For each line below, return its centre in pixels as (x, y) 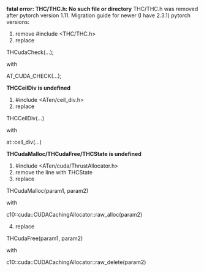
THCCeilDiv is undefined (38, 88)
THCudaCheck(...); (30, 52)
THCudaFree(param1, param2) (45, 238)
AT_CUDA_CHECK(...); (34, 76)
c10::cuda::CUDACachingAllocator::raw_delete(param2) (76, 262)
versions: (18, 22)
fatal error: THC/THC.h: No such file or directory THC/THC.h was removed (102, 9)
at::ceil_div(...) (24, 142)
